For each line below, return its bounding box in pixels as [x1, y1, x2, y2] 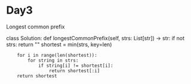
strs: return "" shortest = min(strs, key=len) [6, 41, 112, 48]
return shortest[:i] [48, 67, 100, 74]
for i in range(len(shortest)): [17, 52, 97, 58]
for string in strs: [27, 57, 79, 63]
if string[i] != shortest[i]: [38, 63, 113, 69]
